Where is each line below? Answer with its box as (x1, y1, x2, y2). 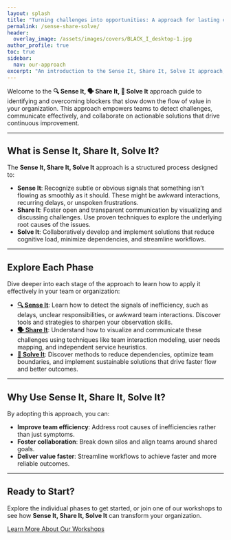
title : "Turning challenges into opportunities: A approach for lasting (7, 17, 220, 23)
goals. (16, 444, 35, 453)
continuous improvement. (7, 118, 80, 127)
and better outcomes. (16, 365, 78, 374)
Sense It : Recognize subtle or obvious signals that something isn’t (16, 184, 204, 193)
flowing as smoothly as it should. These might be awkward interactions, (16, 191, 221, 199)
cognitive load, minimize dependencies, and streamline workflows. (16, 235, 206, 244)
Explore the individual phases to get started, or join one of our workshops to (7, 504, 223, 512)
